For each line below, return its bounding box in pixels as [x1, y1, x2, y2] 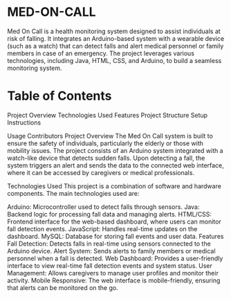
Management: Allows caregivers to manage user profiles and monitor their [7, 269, 219, 277]
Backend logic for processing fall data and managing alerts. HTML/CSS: [7, 210, 212, 218]
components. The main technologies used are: [7, 189, 140, 197]
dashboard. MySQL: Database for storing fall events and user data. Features [7, 232, 224, 240]
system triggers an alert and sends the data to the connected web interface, [7, 161, 225, 170]
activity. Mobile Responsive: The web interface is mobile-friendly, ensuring [7, 276, 221, 284]
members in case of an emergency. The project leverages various [7, 49, 195, 57]
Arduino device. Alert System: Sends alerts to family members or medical [7, 246, 216, 255]
